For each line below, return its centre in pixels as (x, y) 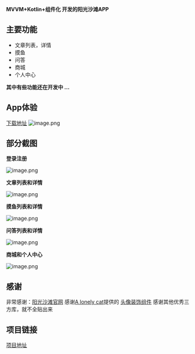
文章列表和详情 (24, 183)
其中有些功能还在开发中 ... (38, 87)
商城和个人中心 (24, 255)
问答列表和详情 (24, 230)
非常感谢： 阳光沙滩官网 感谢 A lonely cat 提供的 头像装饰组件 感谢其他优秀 (95, 302)
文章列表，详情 (33, 45)
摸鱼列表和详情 (24, 207)
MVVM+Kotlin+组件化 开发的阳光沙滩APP (58, 9)
